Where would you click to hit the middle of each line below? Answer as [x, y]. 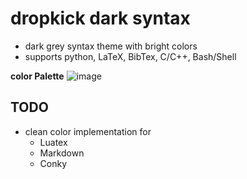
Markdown [62, 153]
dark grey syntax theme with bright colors [111, 46]
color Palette [37, 76]
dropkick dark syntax [100, 18]
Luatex [53, 142]
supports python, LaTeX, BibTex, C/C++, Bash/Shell [130, 56]
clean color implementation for [88, 131]
